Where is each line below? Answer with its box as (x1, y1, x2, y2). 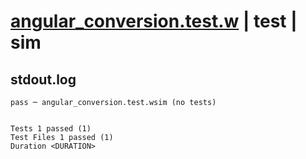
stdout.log (10, 71, 77, 88)
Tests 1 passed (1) (10, 124, 92, 134)
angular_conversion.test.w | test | (10, 10, 298, 33)
